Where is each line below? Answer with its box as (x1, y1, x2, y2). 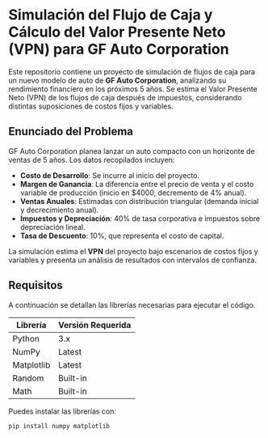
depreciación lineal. (19, 222, 86, 232)
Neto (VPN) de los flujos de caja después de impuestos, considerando (8, 92, 242, 102)
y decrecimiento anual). (19, 205, 99, 215)
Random (12, 372, 44, 384)
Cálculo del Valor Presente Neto (8, 23, 226, 41)
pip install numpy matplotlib (8, 422, 111, 430)
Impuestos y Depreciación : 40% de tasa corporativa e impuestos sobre (19, 213, 261, 223)
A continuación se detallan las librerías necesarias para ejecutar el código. (8, 300, 256, 309)
